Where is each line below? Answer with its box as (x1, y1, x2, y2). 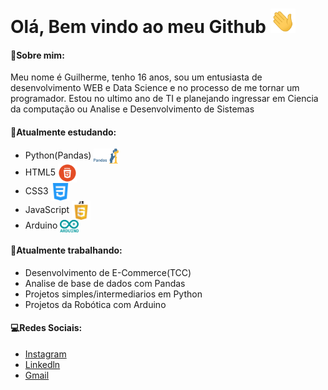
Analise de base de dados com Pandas (24, 277, 186, 289)
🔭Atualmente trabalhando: (10, 244, 123, 257)
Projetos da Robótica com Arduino (24, 298, 167, 310)
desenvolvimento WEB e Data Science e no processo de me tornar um (10, 82, 300, 94)
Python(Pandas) (24, 149, 92, 162)
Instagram (24, 348, 67, 360)
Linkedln (24, 358, 61, 370)
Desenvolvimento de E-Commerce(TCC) (24, 266, 192, 278)
